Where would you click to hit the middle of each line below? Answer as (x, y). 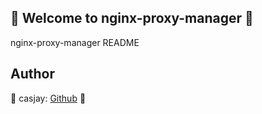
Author (32, 74)
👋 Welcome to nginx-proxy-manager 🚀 (132, 18)
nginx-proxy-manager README (75, 42)
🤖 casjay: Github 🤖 (48, 98)
